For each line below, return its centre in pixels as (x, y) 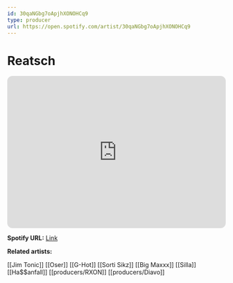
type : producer (29, 20)
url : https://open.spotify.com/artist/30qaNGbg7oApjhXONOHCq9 (99, 26)
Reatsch (31, 61)
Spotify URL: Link (33, 238)
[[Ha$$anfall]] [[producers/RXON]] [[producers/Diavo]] (86, 272)
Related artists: (30, 252)
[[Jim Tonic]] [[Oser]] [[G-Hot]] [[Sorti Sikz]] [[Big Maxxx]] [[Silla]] (102, 265)
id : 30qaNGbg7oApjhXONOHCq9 (48, 13)
